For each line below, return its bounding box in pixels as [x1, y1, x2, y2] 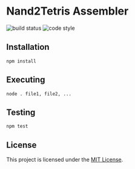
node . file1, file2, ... [6, 91, 71, 97]
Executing [6, 75, 45, 85]
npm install [6, 58, 36, 64]
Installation [6, 42, 50, 52]
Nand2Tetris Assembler [6, 4, 129, 18]
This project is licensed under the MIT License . [6, 156, 123, 164]
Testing [6, 107, 36, 117]
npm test [6, 123, 28, 129]
